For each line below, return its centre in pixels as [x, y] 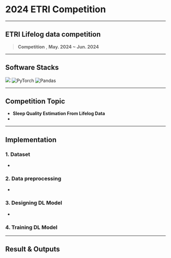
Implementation [31, 139]
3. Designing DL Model [34, 203]
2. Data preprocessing [33, 178]
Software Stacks [32, 68]
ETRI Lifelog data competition [53, 34]
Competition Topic [35, 101]
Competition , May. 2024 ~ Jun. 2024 [58, 46]
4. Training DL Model [31, 227]
